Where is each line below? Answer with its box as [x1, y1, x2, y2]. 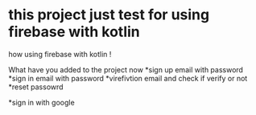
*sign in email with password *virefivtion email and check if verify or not [8, 73, 248, 83]
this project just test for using [8, 6, 210, 24]
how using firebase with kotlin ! [8, 49, 112, 59]
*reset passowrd [8, 82, 64, 92]
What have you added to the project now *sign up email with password [8, 64, 244, 74]
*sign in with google [8, 97, 75, 107]
